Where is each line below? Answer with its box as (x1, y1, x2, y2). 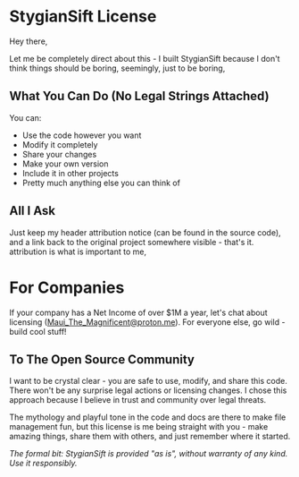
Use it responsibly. (9, 458, 78, 469)
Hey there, (9, 36, 48, 47)
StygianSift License (9, 6, 157, 27)
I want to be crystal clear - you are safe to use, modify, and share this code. (9, 376, 287, 387)
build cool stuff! (9, 326, 67, 336)
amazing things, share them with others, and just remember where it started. (9, 431, 291, 442)
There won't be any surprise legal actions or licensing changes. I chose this (9, 385, 287, 396)
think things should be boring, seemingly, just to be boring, (9, 63, 226, 73)
